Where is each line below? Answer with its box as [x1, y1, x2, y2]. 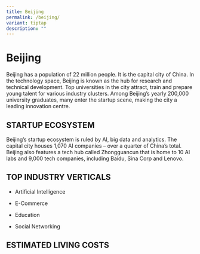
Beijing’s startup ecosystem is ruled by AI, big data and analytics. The [6, 136, 177, 143]
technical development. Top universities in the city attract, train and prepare [6, 84, 193, 91]
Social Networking [14, 222, 61, 230]
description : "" [6, 25, 47, 32]
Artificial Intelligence [14, 188, 66, 195]
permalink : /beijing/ [6, 14, 60, 20]
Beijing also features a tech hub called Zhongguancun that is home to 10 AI [6, 149, 190, 155]
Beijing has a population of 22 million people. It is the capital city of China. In [6, 71, 194, 78]
